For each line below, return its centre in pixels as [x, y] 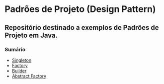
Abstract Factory [29, 76]
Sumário [15, 49]
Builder [19, 71]
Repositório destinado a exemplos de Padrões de [82, 28]
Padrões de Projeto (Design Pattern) [80, 9]
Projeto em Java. [31, 35]
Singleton [22, 60]
